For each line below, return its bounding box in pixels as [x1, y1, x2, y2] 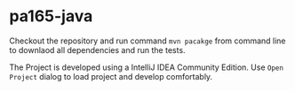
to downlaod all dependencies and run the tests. [9, 44, 186, 55]
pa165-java [9, 6, 93, 27]
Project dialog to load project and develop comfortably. [9, 71, 213, 81]
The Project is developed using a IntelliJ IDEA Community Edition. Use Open [9, 62, 284, 72]
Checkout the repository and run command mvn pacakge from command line [9, 35, 286, 46]
